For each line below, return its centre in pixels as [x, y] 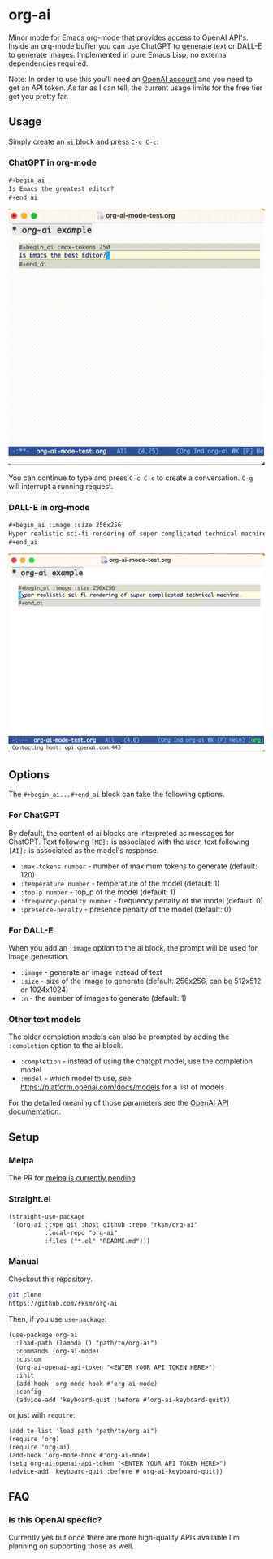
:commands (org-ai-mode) [58, 1351]
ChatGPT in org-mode [53, 162]
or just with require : [42, 1415]
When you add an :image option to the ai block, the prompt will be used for [133, 947]
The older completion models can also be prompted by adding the [119, 1037]
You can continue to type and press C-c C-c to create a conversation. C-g [131, 478]
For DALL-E [31, 930]
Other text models [45, 1019]
